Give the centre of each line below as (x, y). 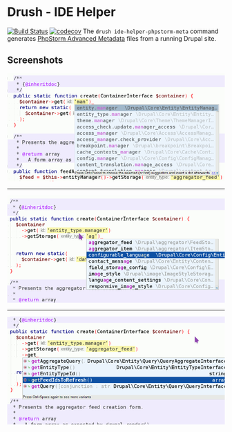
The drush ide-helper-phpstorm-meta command (151, 31)
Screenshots (35, 60)
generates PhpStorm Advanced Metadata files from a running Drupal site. (112, 38)
